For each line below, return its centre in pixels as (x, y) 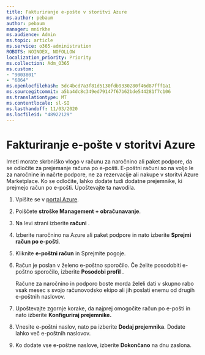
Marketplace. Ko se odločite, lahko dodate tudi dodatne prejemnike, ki (94, 181)
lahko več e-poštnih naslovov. (53, 334)
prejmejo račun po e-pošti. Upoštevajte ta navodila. (71, 188)
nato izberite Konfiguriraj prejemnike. (63, 315)
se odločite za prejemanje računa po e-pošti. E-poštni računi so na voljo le (100, 168)
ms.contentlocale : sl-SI (38, 103)
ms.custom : (20, 69)
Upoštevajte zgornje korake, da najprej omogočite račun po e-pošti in (103, 308)
